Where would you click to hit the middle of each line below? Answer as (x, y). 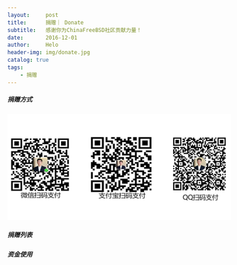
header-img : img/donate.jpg (49, 53)
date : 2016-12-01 (43, 38)
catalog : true (28, 60)
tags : (15, 67)
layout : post (33, 15)
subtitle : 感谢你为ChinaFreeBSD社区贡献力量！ (75, 30)
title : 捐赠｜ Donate (45, 22)
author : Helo (33, 45)
